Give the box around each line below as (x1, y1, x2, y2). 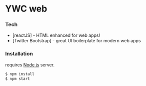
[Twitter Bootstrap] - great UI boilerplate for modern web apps (12, 38, 141, 44)
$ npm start (5, 76, 30, 81)
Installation (5, 50, 33, 57)
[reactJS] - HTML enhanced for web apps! (12, 32, 100, 38)
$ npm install (5, 71, 35, 76)
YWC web (5, 3, 47, 15)
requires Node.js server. (5, 61, 55, 68)
